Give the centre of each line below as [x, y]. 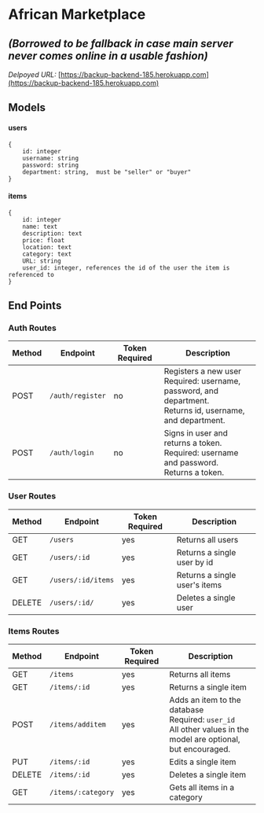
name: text [40, 226]
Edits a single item [203, 762]
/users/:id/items [82, 580]
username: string [51, 158]
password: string [51, 165]
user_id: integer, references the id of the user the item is [126, 268]
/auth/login [72, 453]
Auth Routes [32, 328]
